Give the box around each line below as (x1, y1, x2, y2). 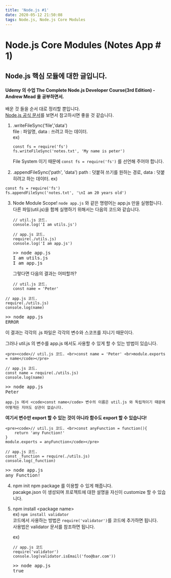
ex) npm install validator (12, 511, 69, 517)
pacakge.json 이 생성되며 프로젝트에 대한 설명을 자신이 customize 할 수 (12, 489, 157, 495)
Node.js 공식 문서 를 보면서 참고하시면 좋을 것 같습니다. (5, 112, 114, 118)
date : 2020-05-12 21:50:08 (5, 12, 63, 17)
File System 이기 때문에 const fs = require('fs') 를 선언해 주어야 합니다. (12, 158, 164, 165)
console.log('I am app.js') (12, 241, 72, 246)
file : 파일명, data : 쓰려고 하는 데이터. (12, 129, 88, 135)
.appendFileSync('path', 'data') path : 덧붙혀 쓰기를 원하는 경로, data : (12, 169, 156, 175)
